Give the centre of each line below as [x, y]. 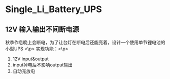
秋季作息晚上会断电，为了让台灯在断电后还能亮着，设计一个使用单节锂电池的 [85, 42]
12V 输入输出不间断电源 [42, 29]
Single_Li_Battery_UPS [54, 9]
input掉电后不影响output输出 [42, 65]
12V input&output [31, 59]
